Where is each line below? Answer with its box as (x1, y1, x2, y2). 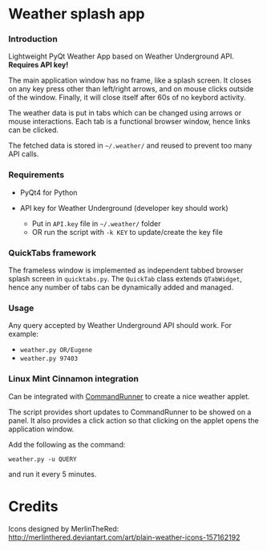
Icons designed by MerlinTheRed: (8, 524, 119, 533)
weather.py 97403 (19, 354, 79, 363)
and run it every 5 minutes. (8, 469, 97, 479)
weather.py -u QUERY (8, 455, 78, 463)
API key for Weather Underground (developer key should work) (19, 203, 229, 212)
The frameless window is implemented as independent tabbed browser (8, 265, 244, 275)
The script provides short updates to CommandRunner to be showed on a (8, 406, 252, 417)
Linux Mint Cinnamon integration (8, 374, 139, 385)
